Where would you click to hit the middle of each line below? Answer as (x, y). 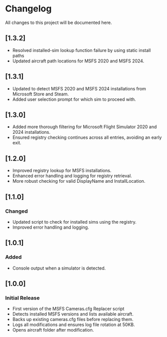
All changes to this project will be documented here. (59, 22)
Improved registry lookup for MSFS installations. (62, 171)
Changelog (28, 9)
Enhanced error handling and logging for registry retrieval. (72, 176)
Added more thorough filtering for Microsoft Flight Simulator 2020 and (84, 127)
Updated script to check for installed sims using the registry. (74, 222)
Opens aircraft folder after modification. (53, 330)
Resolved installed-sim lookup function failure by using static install (82, 50)
